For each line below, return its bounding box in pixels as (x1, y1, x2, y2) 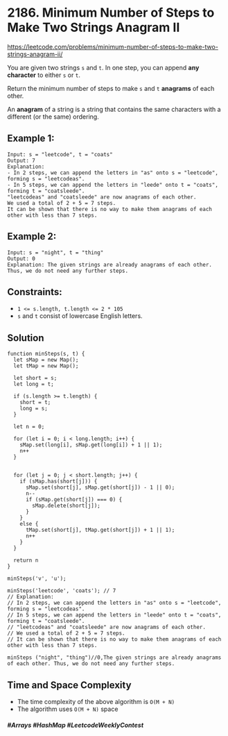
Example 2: (7, 231, 57, 242)
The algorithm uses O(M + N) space (17, 705, 119, 713)
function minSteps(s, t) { (7, 351, 85, 358)
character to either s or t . (7, 71, 81, 79)
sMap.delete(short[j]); (32, 502, 100, 510)
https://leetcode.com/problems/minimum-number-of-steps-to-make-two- (7, 42, 218, 51)
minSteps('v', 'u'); (7, 575, 67, 583)
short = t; (19, 399, 51, 406)
